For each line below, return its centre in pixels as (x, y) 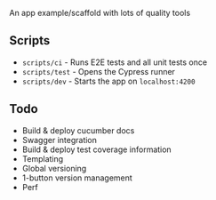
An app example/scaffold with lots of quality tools (100, 13)
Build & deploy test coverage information (96, 149)
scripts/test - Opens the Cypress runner (99, 71)
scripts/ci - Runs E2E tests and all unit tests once (114, 62)
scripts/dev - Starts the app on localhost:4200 (108, 81)
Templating (43, 158)
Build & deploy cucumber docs (78, 130)
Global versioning (54, 168)
